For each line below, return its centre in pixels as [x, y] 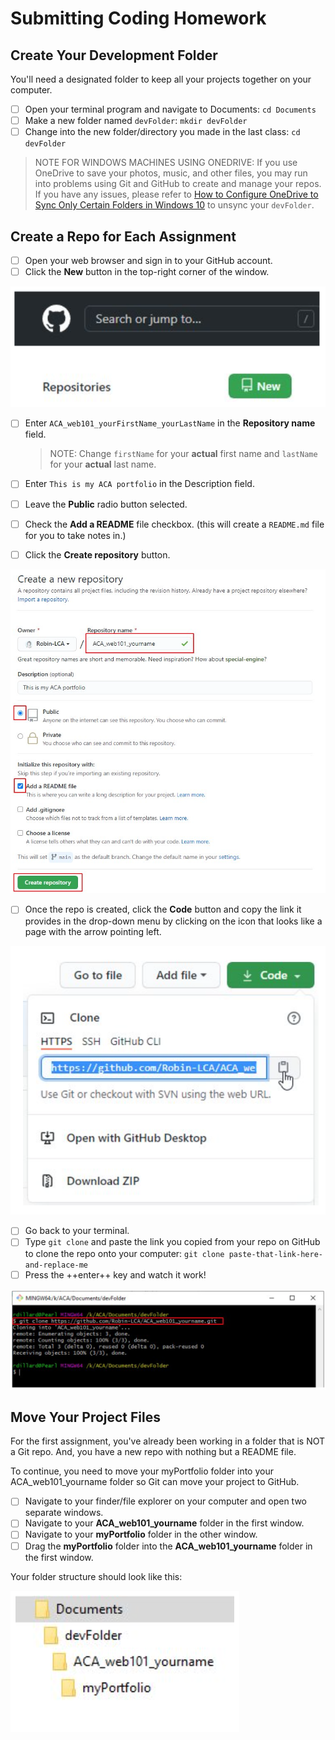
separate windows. [64, 1513]
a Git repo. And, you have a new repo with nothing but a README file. [153, 1452]
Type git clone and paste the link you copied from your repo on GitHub [172, 1242]
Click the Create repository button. [97, 554]
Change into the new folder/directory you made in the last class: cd [162, 132]
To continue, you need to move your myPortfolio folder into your [142, 1471]
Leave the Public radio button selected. [106, 504]
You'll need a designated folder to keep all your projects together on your [161, 79]
